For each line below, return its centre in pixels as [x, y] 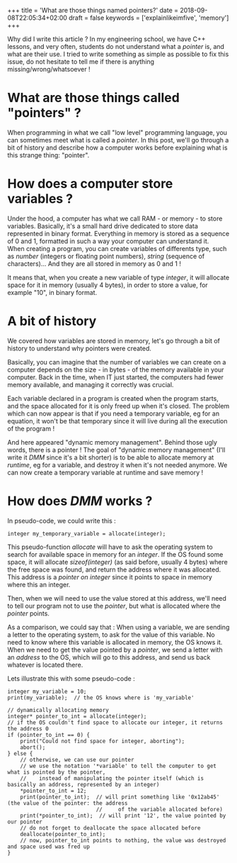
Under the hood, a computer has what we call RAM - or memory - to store [115, 218]
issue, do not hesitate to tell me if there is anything [81, 62]
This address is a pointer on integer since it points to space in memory [110, 577]
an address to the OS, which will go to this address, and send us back [109, 657]
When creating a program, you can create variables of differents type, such [117, 248]
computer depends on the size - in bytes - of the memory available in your [116, 369]
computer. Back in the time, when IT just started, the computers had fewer [116, 377]
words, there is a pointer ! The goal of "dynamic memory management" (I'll [116, 450]
